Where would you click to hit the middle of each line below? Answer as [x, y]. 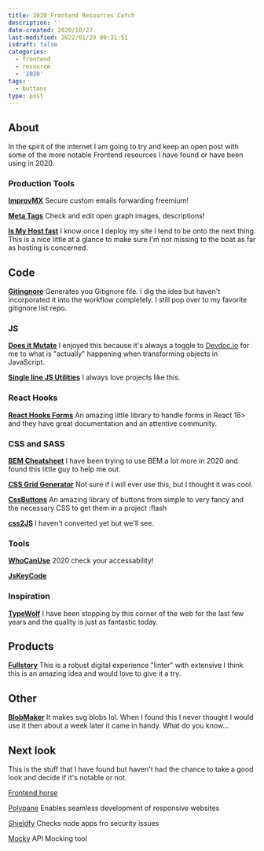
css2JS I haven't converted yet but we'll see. [81, 523]
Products [31, 646]
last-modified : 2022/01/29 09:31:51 [68, 37]
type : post [26, 96]
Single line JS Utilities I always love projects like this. [94, 377]
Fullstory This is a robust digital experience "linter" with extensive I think [126, 666]
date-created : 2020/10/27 [50, 30]
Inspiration [29, 596]
